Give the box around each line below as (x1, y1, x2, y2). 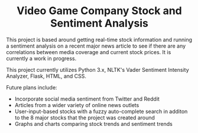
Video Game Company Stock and (17, 4, 182, 18)
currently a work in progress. (6, 55, 77, 62)
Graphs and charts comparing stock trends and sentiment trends (14, 120, 173, 127)
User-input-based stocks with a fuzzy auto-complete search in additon (14, 108, 188, 115)
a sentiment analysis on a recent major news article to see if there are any (6, 42, 186, 49)
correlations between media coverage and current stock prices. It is (6, 48, 171, 55)
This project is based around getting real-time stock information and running (6, 36, 193, 43)
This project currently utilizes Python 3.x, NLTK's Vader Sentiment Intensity (6, 66, 189, 73)
